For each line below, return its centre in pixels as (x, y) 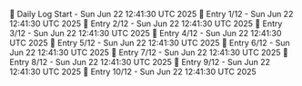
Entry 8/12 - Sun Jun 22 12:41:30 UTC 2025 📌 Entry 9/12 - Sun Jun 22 (140, 62)
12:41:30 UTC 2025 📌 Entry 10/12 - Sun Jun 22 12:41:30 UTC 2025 (133, 72)
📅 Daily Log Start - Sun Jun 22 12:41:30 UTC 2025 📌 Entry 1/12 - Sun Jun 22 (151, 14)
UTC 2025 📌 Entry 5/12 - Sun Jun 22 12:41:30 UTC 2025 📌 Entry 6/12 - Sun (150, 43)
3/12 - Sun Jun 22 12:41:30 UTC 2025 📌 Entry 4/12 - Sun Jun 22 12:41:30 (146, 33)
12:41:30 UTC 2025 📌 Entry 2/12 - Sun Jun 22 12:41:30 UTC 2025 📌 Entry (146, 24)
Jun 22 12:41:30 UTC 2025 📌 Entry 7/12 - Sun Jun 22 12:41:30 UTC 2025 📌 (149, 53)
